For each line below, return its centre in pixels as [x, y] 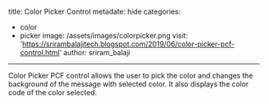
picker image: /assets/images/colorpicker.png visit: [104, 36]
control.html [39, 52]
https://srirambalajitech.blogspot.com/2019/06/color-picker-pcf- [129, 44]
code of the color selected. [53, 92]
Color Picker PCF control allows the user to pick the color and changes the [131, 76]
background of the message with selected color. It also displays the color [128, 84]
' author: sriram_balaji [95, 52]
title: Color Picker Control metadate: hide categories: [95, 12]
